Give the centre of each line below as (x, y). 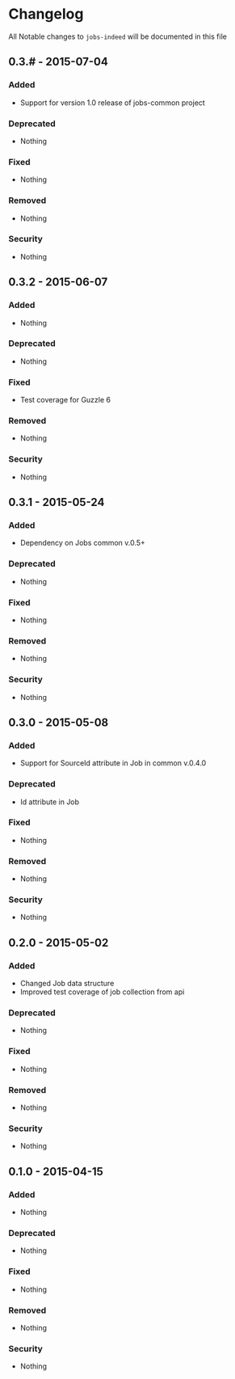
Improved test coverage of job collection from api (102, 992)
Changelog (46, 14)
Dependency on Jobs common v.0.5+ (82, 543)
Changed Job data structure (67, 984)
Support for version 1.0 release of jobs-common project (113, 103)
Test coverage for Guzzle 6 (65, 400)
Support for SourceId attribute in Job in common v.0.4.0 (113, 763)
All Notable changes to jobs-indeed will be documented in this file (118, 36)
